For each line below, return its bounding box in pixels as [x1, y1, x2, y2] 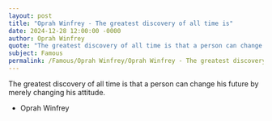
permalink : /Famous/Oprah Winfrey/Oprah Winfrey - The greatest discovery [8, 57, 266, 65]
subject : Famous [8, 49, 63, 57]
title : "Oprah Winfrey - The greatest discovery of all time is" [8, 19, 233, 27]
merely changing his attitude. [8, 87, 106, 97]
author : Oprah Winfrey [8, 34, 85, 43]
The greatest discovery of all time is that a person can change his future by [8, 78, 259, 89]
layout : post [8, 11, 53, 20]
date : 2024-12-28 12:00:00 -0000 [8, 27, 121, 35]
